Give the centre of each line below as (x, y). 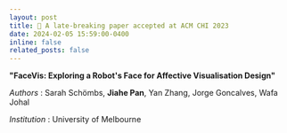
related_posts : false (49, 51)
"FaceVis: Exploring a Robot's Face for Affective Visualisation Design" (143, 75)
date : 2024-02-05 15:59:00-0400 (69, 34)
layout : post (33, 17)
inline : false (36, 42)
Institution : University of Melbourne (75, 120)
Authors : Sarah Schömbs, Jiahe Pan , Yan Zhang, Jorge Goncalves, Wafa (143, 93)
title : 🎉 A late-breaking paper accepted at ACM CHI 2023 (119, 26)
